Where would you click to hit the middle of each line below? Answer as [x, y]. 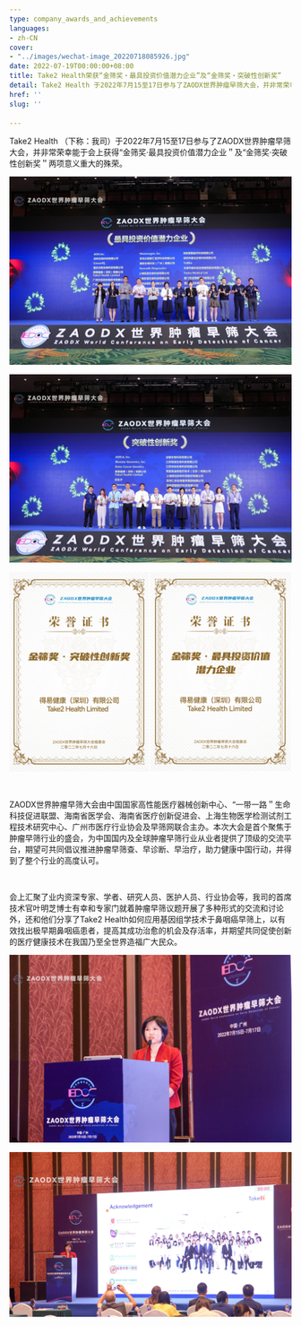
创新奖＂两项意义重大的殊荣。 [72, 164]
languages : [30, 28]
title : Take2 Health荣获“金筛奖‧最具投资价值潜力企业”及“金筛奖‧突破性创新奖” [146, 76]
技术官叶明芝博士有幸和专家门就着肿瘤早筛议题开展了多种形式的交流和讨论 [146, 908]
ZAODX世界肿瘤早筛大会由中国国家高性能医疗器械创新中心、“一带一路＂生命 [150, 805]
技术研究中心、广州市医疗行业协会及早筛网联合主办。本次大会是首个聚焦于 [154, 827]
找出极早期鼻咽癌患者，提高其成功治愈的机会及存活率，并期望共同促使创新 [154, 931]
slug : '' [26, 104]
